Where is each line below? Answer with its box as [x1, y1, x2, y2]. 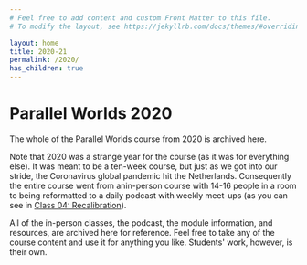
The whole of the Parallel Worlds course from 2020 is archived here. [9, 133, 268, 144]
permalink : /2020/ [9, 56, 79, 65]
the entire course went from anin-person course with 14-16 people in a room [9, 180, 297, 191]
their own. [9, 246, 48, 257]
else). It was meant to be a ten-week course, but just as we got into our [9, 161, 278, 172]
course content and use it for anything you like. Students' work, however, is [9, 237, 293, 248]
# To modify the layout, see [9, 22, 121, 31]
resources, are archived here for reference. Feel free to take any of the [9, 227, 276, 238]
